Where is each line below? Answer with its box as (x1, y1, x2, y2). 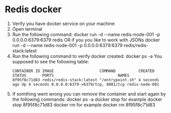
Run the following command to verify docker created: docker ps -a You (12, 53, 162, 59)
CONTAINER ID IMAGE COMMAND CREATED (12, 68, 155, 74)
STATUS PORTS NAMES (12, 73, 130, 78)
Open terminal (12, 26, 42, 32)
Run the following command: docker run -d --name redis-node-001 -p (12, 31, 160, 37)
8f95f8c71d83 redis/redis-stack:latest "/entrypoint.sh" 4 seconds (12, 77, 159, 82)
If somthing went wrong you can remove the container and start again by (12, 91, 166, 97)
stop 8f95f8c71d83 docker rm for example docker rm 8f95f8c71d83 (12, 101, 156, 108)
